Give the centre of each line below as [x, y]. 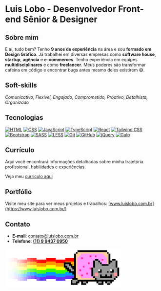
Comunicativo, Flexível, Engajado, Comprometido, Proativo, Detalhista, [76, 97]
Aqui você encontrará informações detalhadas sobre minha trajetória [74, 162]
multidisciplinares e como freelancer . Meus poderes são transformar [75, 65]
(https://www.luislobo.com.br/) [36, 209]
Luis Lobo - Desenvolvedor [61, 9]
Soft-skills [21, 85]
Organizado [17, 102]
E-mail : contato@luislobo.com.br [45, 236]
